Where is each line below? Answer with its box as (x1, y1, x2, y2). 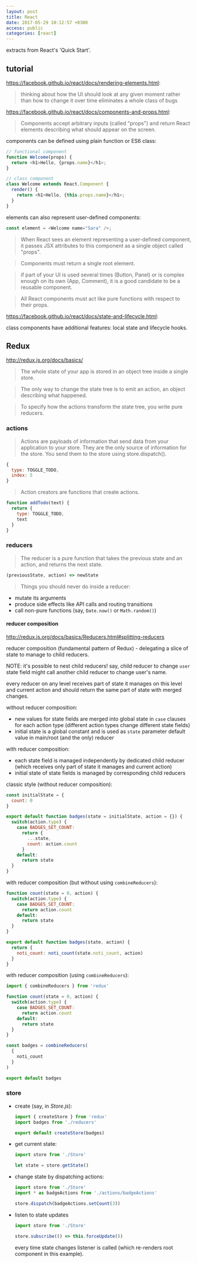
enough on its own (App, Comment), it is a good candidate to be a (20, 277, 181, 284)
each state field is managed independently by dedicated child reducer (14, 757, 185, 764)
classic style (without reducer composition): (6, 781, 113, 788)
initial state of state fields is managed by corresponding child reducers (14, 769, 186, 777)
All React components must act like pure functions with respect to (20, 295, 181, 302)
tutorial (6, 64, 34, 74)
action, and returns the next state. (20, 561, 103, 568)
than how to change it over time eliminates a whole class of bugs (20, 96, 178, 104)
